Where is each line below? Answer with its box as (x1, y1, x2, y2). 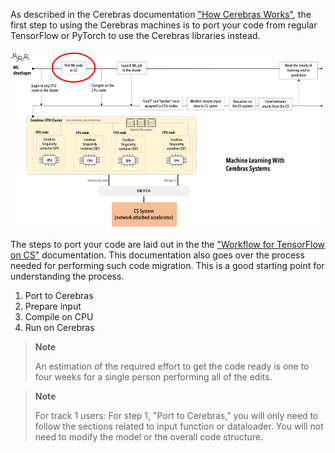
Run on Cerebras (24, 321, 95, 333)
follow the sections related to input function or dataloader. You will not (34, 420, 324, 432)
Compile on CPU (24, 310, 94, 323)
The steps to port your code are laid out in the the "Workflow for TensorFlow (10, 238, 326, 250)
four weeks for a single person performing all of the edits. (34, 370, 273, 383)
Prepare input (24, 300, 82, 312)
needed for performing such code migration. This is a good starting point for (10, 259, 325, 271)
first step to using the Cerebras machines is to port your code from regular (10, 19, 318, 31)
